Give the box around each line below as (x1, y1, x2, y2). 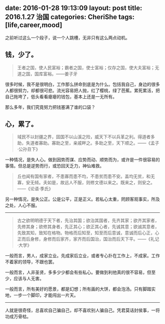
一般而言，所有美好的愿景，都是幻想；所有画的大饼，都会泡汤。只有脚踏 (5, 286, 151, 292)
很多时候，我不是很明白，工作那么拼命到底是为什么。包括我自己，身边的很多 (5, 81, 160, 87)
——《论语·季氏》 (17, 186, 53, 192)
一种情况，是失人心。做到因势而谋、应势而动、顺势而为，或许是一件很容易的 (5, 157, 160, 162)
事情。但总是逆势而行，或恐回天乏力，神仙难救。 (5, 163, 104, 169)
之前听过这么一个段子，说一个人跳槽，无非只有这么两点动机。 (5, 35, 130, 40)
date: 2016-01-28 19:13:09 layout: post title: (5, 4, 142, 12)
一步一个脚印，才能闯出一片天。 (13, 292, 79, 298)
